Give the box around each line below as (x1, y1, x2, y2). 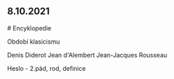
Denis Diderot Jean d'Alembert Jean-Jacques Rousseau (7, 51, 168, 59)
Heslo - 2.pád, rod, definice (7, 64, 86, 72)
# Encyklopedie (7, 24, 52, 32)
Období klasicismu (7, 37, 60, 46)
